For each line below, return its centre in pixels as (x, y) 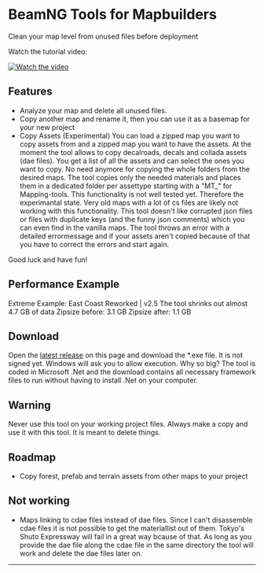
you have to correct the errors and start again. (94, 244)
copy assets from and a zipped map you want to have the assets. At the (135, 144)
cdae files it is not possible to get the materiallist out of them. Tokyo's (132, 528)
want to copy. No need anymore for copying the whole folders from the (134, 169)
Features (30, 92)
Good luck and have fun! (48, 259)
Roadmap (32, 457)
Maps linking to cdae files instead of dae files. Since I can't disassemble (136, 519)
